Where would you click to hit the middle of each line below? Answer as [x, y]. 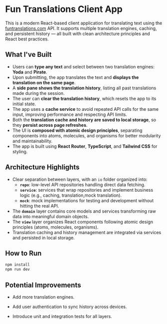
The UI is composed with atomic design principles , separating [77, 130]
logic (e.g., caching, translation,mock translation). [71, 195]
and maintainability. [32, 141]
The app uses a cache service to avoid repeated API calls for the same [85, 109]
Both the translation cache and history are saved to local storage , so [84, 120]
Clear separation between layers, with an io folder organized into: [80, 179]
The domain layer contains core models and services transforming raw [84, 211]
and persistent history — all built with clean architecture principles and [78, 33]
